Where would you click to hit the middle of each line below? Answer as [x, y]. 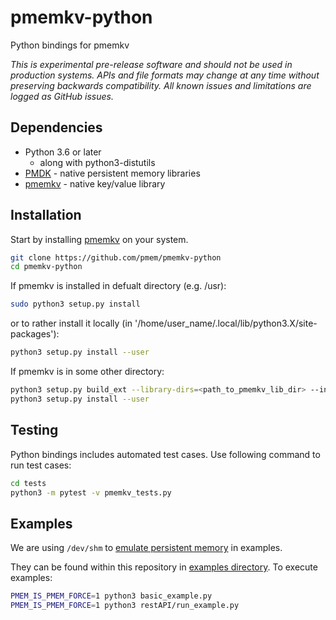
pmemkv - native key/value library [95, 183]
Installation [46, 215]
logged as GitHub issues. [62, 96]
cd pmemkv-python [46, 267]
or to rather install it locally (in [71, 323]
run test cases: [41, 465]
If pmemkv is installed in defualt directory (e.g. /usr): [118, 286]
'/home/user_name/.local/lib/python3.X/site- [226, 323]
